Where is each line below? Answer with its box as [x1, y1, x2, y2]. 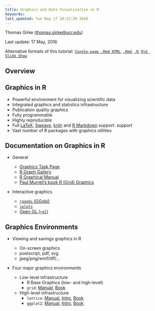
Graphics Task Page [19, 164, 60, 170]
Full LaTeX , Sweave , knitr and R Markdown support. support [12, 122, 133, 128]
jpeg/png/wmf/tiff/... [19, 255, 60, 261]
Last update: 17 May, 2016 [5, 39, 58, 45]
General [12, 155, 28, 160]
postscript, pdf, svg [19, 251, 58, 256]
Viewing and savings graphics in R [12, 236, 81, 242]
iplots [19, 204, 33, 210]
